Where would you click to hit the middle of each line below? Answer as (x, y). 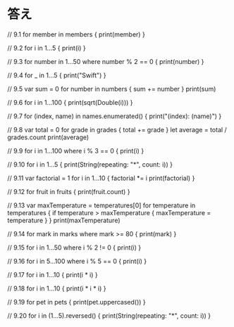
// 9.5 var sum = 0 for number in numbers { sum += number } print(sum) (112, 89)
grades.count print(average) (48, 137)
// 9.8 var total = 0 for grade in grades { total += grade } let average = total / (117, 129)
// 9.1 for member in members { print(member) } (76, 34)
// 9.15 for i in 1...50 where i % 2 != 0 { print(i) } (74, 248)
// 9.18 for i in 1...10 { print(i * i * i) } (57, 288)
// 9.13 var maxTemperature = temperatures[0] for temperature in (101, 205)
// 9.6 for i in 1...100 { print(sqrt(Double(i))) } (70, 102)
